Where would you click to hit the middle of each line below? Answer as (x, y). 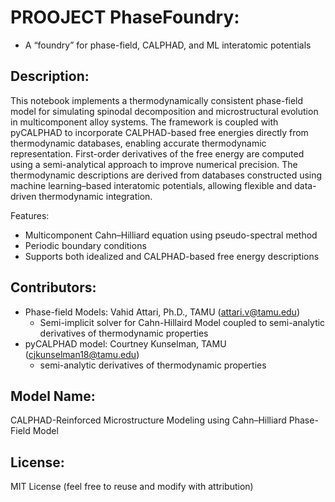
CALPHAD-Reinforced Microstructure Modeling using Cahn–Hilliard (148, 420)
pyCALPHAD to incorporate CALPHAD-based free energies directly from (159, 132)
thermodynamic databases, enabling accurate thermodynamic (138, 143)
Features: (30, 215)
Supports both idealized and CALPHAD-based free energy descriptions (172, 256)
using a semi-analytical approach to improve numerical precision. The (154, 164)
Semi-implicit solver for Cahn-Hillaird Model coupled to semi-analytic (182, 322)
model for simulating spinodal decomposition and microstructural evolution (164, 111)
